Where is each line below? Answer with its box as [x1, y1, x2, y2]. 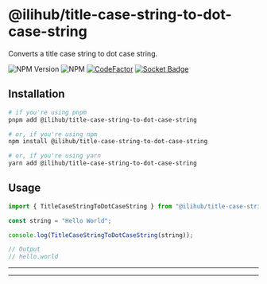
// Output [8, 245, 41, 254]
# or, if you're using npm [8, 130, 98, 138]
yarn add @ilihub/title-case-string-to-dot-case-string [8, 159, 197, 168]
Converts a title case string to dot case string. [8, 49, 157, 58]
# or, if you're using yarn [8, 152, 102, 160]
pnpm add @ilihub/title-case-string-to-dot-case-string [8, 115, 197, 124]
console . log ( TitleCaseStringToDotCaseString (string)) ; [8, 231, 194, 239]
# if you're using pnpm [8, 108, 87, 116]
